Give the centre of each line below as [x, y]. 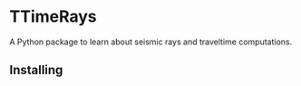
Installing [36, 70]
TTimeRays [53, 17]
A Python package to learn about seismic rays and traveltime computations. [151, 42]
